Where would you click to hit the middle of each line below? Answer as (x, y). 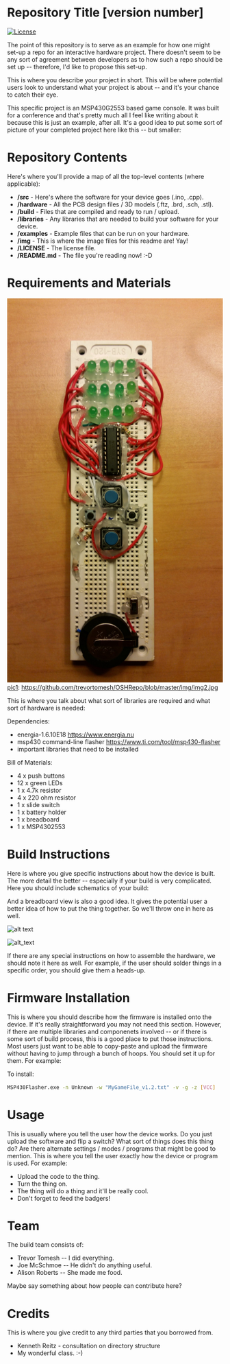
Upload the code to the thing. (58, 1176)
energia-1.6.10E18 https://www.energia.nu (76, 734)
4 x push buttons (41, 776)
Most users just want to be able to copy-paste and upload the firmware (107, 1046)
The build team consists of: (46, 1245)
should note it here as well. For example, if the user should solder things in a (115, 963)
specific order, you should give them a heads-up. (76, 970)
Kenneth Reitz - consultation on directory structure (89, 1346)
